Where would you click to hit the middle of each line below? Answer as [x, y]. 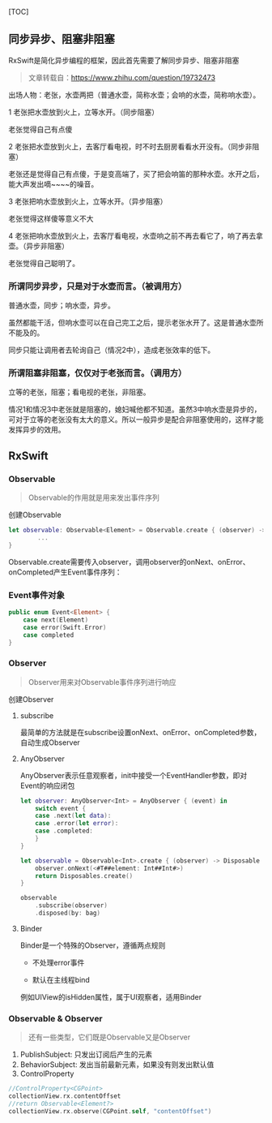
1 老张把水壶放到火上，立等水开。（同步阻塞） [84, 112]
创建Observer [31, 699]
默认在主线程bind [61, 979]
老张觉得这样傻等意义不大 [51, 218]
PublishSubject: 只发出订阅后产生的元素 [86, 1055]
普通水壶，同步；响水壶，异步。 [62, 305]
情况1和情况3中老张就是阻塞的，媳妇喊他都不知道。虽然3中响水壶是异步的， [135, 410]
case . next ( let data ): [73, 816]
